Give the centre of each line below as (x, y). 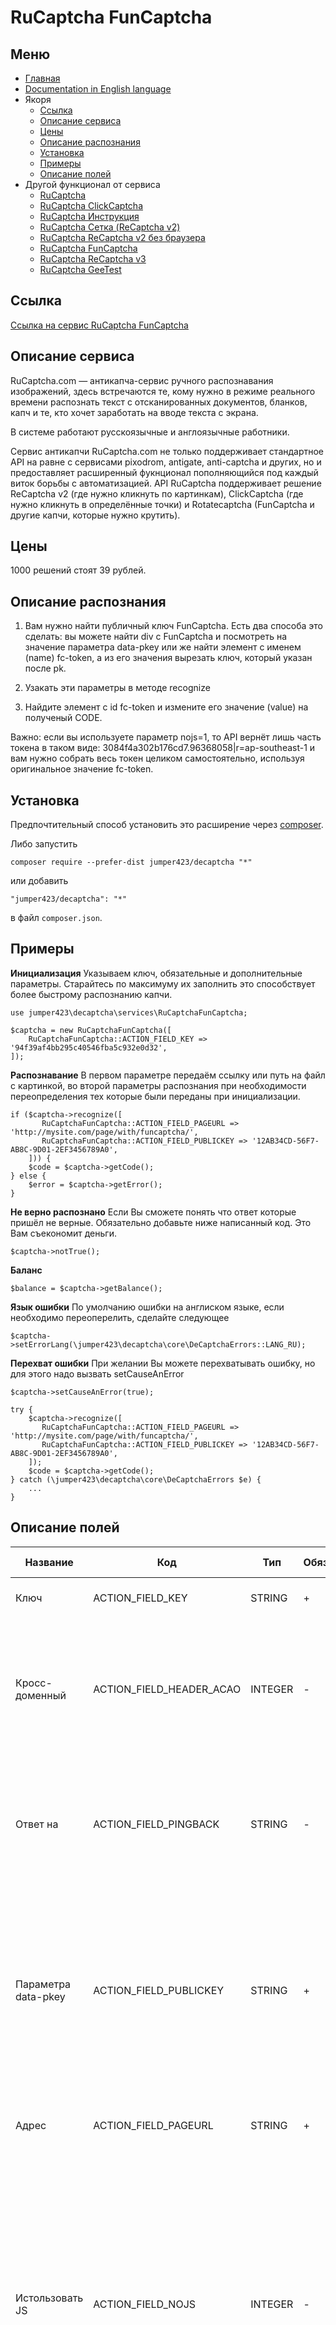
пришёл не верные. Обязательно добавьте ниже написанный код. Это (161, 1222)
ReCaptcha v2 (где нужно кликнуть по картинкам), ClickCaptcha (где (157, 493)
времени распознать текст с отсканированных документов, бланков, (159, 402)
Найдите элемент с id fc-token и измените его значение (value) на (166, 707)
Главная (42, 78)
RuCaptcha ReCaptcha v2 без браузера (122, 237)
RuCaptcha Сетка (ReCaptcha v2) (110, 227)
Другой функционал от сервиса (92, 184)
